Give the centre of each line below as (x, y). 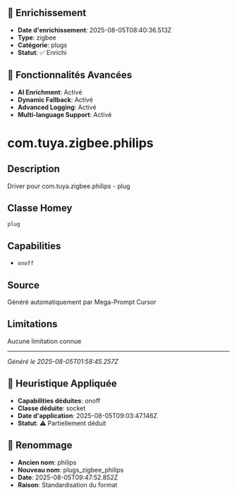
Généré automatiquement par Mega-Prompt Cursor (82, 302)
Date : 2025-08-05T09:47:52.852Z (68, 477)
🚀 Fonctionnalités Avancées (70, 75)
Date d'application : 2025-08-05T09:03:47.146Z (87, 415)
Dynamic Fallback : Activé (55, 99)
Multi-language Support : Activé (65, 114)
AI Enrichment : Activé (50, 92)
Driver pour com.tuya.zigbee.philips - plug (69, 186)
